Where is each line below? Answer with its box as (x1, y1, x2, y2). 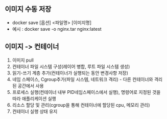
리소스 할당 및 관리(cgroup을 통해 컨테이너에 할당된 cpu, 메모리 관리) (12, 102, 150, 108)
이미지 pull (12, 57, 34, 63)
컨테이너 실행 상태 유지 (12, 108, 58, 114)
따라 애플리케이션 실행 (12, 95, 57, 102)
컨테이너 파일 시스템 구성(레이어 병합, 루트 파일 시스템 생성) (12, 63, 130, 69)
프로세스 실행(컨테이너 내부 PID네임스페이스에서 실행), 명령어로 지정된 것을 (12, 89, 161, 95)
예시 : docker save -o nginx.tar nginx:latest (12, 26, 102, 32)
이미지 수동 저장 (5, 5, 52, 14)
